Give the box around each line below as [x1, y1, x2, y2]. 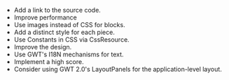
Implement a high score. [13, 58, 84, 65]
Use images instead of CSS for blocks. [13, 21, 125, 29]
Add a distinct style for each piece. [13, 28, 116, 36]
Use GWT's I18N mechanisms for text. [13, 50, 124, 58]
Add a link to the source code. [13, 6, 102, 14]
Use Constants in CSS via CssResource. [13, 35, 130, 44]
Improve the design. [13, 43, 72, 51]
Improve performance [13, 13, 77, 22]
